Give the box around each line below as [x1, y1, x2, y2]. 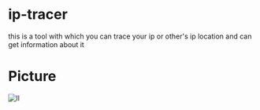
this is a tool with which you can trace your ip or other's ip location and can [8, 31, 252, 41]
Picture [8, 68, 57, 86]
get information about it [8, 39, 84, 49]
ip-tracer [8, 5, 69, 24]
